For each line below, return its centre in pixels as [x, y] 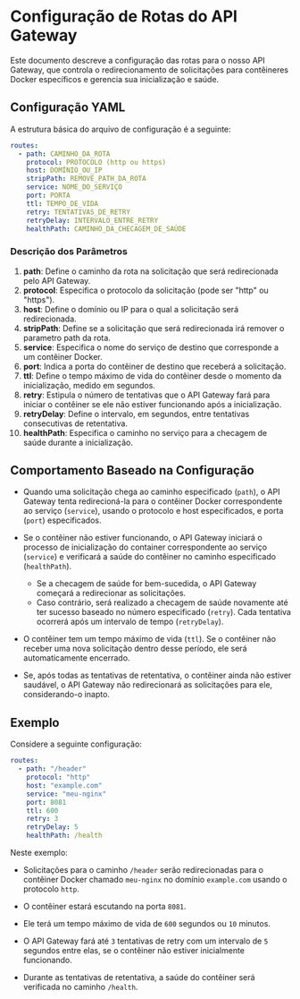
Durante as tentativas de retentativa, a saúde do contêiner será [139, 978]
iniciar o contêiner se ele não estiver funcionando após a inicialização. [152, 404]
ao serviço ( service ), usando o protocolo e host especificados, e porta [153, 511]
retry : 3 [42, 819]
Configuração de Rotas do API [124, 17]
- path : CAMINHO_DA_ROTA [64, 154]
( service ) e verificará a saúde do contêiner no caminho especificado [149, 557]
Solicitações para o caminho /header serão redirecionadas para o [143, 870]
